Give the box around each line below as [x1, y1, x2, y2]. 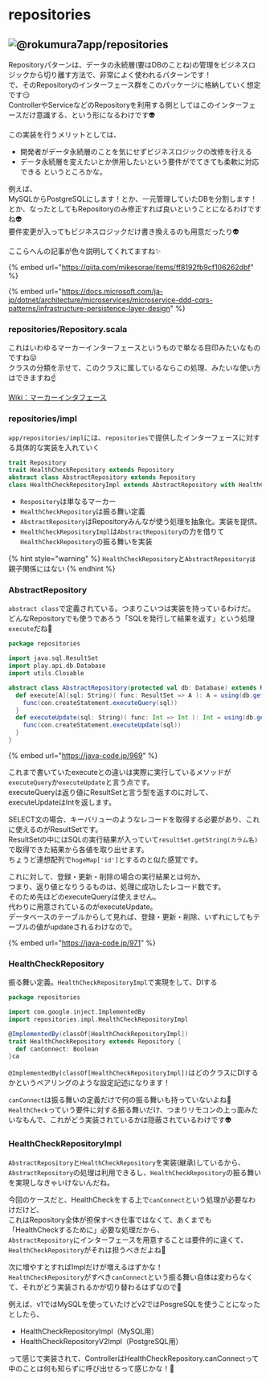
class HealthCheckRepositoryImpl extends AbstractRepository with [8, 481, 235, 490]
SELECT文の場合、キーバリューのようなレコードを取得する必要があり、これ [8, 814, 260, 824]
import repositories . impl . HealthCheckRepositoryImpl [8, 1015, 189, 1023]
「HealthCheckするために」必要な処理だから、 [8, 1224, 165, 1235]
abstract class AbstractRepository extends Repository [8, 473, 196, 482]
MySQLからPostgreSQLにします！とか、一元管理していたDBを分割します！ [8, 195, 258, 203]
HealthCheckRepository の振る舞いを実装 [19, 537, 153, 547]
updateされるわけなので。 [50, 922, 137, 932]
